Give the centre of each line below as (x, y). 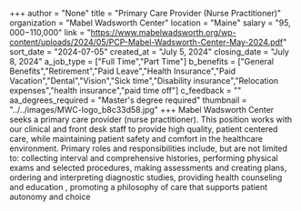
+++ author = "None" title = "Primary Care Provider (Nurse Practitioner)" (145, 13)
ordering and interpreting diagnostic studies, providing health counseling (146, 177)
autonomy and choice (50, 196)
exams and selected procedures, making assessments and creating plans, (148, 168)
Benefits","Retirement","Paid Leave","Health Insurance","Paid (123, 71)
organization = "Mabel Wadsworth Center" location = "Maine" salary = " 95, (150, 23)
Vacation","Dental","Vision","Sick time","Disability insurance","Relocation (144, 80)
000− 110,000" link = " (50, 32)
